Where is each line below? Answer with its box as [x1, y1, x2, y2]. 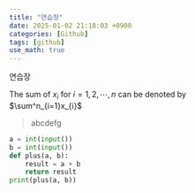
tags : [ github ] [9, 37, 65, 47]
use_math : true [9, 46, 65, 55]
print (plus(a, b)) [9, 176, 77, 185]
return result [25, 167, 77, 177]
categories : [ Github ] [9, 29, 89, 38]
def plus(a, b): [9, 151, 69, 160]
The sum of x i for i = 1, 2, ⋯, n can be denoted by [9, 89, 187, 102]
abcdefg [30, 117, 62, 128]
